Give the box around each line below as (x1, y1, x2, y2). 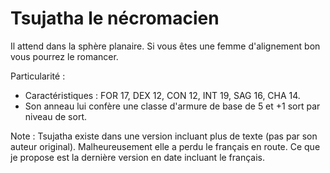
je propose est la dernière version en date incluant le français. (10, 151, 266, 163)
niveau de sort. (24, 110, 87, 122)
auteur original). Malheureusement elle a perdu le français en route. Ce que (10, 140, 321, 152)
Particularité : (10, 70, 66, 82)
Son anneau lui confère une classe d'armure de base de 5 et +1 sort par (24, 100, 321, 112)
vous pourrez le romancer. (10, 50, 119, 62)
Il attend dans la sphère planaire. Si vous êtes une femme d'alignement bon (10, 40, 321, 52)
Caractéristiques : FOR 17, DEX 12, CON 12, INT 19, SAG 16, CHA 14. (24, 89, 301, 101)
